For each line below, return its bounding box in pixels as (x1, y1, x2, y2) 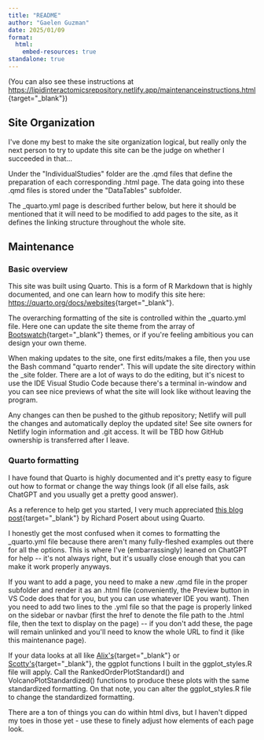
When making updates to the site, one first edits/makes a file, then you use (8, 354, 251, 363)
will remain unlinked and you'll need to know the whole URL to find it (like (8, 627, 245, 636)
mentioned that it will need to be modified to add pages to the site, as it (8, 209, 238, 218)
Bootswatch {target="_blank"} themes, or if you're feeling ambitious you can (8, 330, 254, 340)
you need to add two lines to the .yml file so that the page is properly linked (8, 602, 252, 611)
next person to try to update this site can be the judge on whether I (8, 145, 225, 155)
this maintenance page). (8, 635, 86, 644)
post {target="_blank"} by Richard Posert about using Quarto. (8, 513, 206, 523)
